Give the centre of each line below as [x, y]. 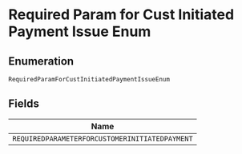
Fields [24, 104]
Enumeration [41, 61]
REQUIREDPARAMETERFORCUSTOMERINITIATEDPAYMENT [103, 138]
